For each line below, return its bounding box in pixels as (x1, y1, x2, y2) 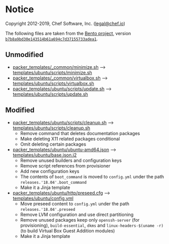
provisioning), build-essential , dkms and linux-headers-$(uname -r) (20, 222, 164, 228)
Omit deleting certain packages (20, 141, 87, 147)
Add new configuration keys (20, 168, 80, 174)
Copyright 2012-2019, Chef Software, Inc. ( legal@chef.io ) (5, 20, 126, 26)
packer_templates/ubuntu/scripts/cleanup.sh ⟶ (12, 119, 114, 125)
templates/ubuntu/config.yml (12, 195, 74, 201)
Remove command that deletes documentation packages (20, 130, 140, 136)
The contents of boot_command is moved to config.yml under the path (20, 173, 164, 179)
